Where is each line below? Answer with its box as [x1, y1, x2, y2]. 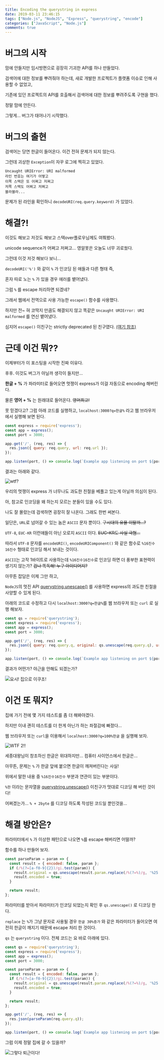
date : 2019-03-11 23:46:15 [5, 12, 60, 17]
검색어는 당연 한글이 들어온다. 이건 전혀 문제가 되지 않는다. [5, 148, 116, 154]
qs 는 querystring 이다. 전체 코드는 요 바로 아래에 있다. [5, 935, 110, 941]
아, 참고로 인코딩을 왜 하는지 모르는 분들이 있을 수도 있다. [5, 499, 113, 505]
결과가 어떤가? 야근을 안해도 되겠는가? [5, 666, 78, 672]
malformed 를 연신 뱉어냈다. [5, 313, 58, 319]
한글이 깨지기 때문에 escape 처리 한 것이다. [14, 924, 97, 931]
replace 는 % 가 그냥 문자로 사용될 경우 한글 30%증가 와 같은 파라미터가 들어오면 [5, 918, 153, 924]
